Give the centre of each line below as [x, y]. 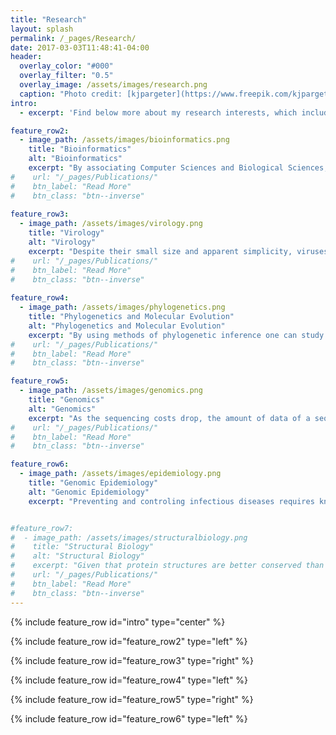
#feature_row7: [42, 528]
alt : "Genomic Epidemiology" [89, 492]
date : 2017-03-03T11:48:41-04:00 [80, 47]
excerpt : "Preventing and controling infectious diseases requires [171, 501]
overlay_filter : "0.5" [66, 76]
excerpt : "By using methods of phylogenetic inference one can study [176, 335]
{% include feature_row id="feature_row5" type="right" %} [132, 699]
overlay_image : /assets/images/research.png [113, 85]
